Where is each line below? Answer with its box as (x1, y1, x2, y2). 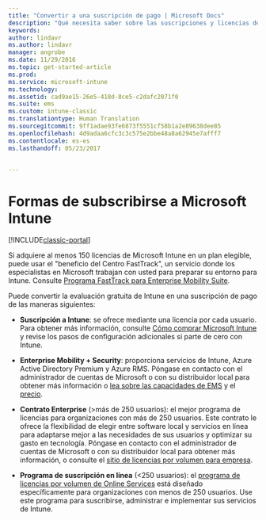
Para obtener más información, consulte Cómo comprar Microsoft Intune (19, 323, 257, 333)
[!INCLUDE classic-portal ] (8, 235, 91, 245)
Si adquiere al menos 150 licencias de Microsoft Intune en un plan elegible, (8, 250, 252, 260)
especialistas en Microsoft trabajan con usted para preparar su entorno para (8, 267, 257, 277)
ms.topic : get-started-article (8, 63, 112, 71)
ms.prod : (8, 71, 37, 78)
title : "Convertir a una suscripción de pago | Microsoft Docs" (8, 11, 225, 20)
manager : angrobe (8, 48, 66, 56)
